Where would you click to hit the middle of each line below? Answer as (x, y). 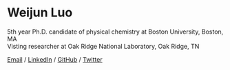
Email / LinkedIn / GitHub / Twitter (55, 59)
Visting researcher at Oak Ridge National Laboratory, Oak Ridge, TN (103, 46)
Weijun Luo (40, 13)
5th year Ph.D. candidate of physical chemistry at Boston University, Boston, (115, 32)
